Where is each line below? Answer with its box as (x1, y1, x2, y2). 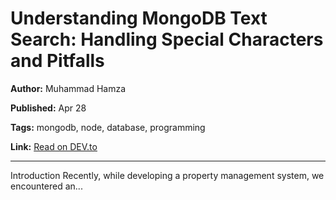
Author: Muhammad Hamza (10, 82, 127, 94)
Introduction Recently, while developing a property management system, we (10, 169, 325, 181)
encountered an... (10, 180, 83, 192)
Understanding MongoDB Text (10, 7, 268, 30)
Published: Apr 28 (10, 102, 87, 114)
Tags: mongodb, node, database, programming (10, 121, 206, 133)
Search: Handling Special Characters (10, 28, 324, 51)
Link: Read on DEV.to (10, 140, 98, 152)
